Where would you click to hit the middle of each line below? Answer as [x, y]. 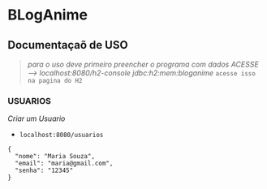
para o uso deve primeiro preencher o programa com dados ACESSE [143, 64]
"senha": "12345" [44, 171]
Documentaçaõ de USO [68, 45]
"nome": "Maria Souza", [55, 157]
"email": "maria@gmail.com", [64, 164]
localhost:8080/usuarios [61, 135]
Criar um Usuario [37, 118]
